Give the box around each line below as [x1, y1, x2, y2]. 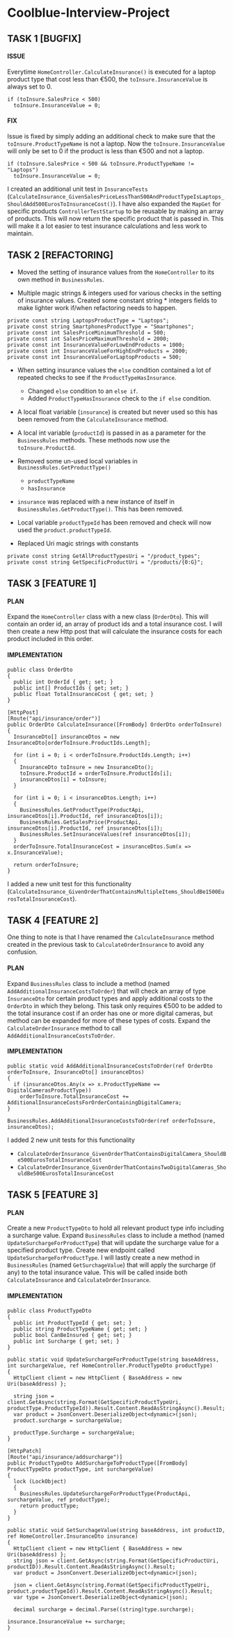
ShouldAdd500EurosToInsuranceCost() [7, 201, 113, 208]
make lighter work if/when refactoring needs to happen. [17, 303, 177, 311]
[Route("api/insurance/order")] [7, 715, 101, 722]
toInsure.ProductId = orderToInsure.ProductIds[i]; [19, 770, 172, 777]
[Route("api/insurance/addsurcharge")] [7, 1453, 123, 1460]
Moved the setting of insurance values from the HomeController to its [17, 268, 214, 276]
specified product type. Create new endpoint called [7, 1246, 155, 1255]
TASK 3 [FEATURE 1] [7, 578, 97, 589]
